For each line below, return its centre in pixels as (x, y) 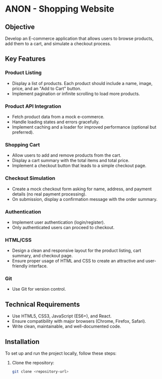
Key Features (25, 59)
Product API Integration (33, 106)
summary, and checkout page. (42, 256)
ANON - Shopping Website (60, 9)
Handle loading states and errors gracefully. (56, 122)
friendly (20, 266)
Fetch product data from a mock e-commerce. (58, 116)
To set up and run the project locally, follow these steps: (61, 353)
